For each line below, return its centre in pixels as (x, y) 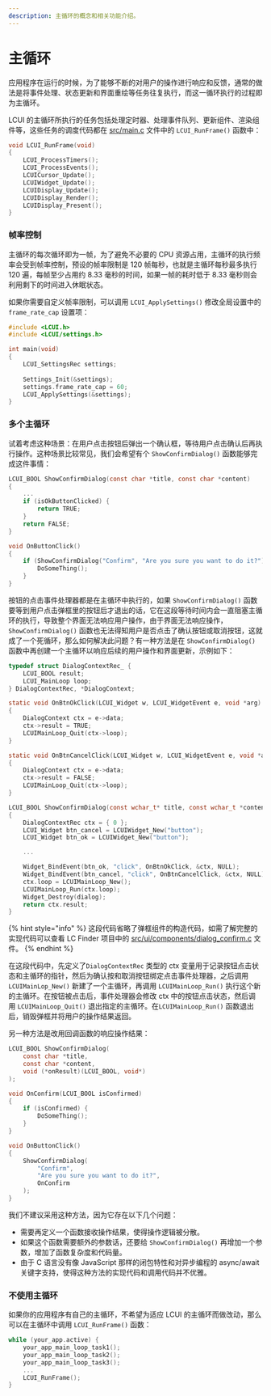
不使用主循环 (33, 1295)
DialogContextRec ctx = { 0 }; (75, 823)
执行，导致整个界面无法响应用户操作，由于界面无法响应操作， (125, 620)
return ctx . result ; (56, 904)
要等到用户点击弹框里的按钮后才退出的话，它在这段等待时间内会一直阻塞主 (132, 610)
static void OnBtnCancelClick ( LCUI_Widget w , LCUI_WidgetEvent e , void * (135, 755)
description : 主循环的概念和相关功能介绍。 (74, 16)
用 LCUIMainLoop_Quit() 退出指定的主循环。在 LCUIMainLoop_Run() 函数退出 (131, 1006)
